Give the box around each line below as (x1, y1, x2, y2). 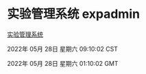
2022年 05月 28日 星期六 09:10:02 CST (7, 45, 119, 53)
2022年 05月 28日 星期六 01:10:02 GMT (7, 59, 119, 67)
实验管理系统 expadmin (7, 6, 141, 22)
